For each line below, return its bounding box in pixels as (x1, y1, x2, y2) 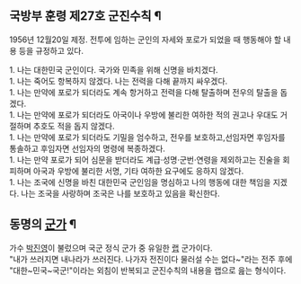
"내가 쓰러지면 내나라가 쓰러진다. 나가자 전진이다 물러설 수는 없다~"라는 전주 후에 (9, 253, 293, 264)
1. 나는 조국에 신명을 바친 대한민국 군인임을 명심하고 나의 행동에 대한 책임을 (9, 176, 271, 187)
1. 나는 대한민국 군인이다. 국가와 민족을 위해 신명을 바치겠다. (9, 64, 218, 75)
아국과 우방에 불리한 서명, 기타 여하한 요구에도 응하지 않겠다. (32, 165, 244, 176)
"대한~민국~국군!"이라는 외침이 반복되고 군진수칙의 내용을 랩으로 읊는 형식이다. (9, 264, 287, 276)
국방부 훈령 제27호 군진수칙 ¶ (9, 8, 162, 24)
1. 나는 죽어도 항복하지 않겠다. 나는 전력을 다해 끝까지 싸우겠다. (9, 75, 228, 86)
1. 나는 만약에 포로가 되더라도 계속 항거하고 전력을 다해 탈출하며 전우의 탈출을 (9, 86, 279, 97)
